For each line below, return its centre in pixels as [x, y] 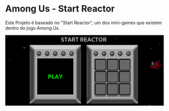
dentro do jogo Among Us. [33, 28]
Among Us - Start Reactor [60, 9]
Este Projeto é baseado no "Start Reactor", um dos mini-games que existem [84, 23]
